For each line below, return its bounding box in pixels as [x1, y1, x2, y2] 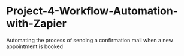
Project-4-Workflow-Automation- [6, 4, 179, 18]
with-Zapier [6, 17, 67, 30]
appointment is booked [6, 43, 64, 50]
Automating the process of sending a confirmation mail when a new [6, 36, 174, 43]
